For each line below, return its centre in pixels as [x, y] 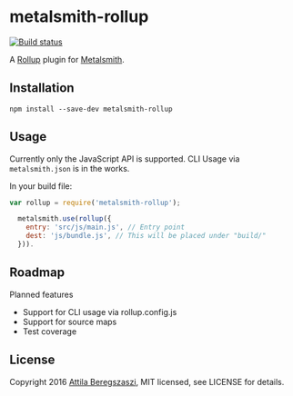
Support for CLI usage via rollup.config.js [100, 312]
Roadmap [37, 273]
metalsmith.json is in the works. [70, 168]
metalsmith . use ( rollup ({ [65, 219]
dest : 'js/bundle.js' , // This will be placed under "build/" [146, 236]
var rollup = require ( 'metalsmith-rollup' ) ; [95, 203]
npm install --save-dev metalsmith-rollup [91, 109]
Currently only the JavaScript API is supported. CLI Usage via [125, 158]
